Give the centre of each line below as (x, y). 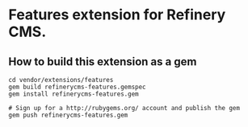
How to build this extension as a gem (103, 61)
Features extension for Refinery (117, 15)
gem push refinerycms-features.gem (68, 115)
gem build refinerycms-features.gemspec (78, 87)
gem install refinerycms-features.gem (74, 94)
